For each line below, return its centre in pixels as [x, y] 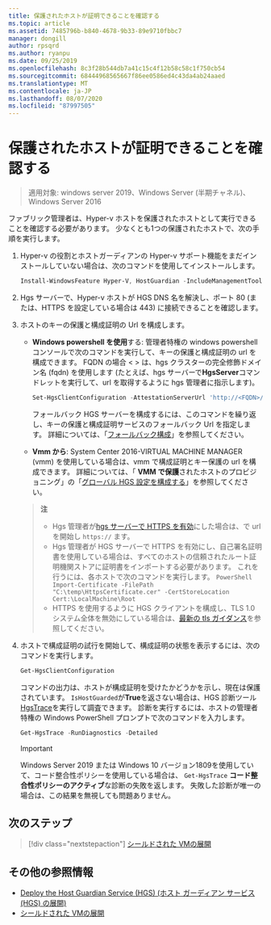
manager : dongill [38, 38]
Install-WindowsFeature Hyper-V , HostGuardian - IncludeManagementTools [143, 281]
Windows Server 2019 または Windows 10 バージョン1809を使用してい [137, 765]
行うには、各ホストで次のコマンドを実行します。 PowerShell [152, 576]
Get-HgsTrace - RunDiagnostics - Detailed [89, 733]
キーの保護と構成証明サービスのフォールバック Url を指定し [145, 424]
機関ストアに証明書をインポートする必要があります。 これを [159, 566]
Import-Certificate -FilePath [103, 585]
